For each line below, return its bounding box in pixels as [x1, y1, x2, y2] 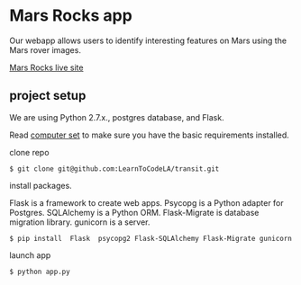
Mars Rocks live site [9, 62, 84, 73]
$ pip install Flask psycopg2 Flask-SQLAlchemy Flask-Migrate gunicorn [9, 234, 293, 243]
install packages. [9, 180, 72, 191]
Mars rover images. [9, 44, 81, 55]
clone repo [9, 147, 50, 157]
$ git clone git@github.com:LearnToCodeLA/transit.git [9, 164, 220, 174]
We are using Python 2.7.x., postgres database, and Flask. [9, 111, 224, 122]
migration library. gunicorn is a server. [9, 217, 150, 227]
